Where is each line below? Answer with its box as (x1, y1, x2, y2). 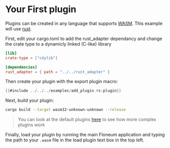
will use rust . (5, 25, 32, 31)
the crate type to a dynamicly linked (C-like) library (5, 41, 112, 47)
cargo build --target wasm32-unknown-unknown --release (5, 107, 126, 113)
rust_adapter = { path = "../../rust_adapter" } (5, 69, 110, 75)
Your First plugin (5, 4, 77, 15)
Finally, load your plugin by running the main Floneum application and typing (5, 132, 165, 138)
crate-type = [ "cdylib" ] (5, 55, 58, 60)
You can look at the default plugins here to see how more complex (17, 117, 156, 123)
